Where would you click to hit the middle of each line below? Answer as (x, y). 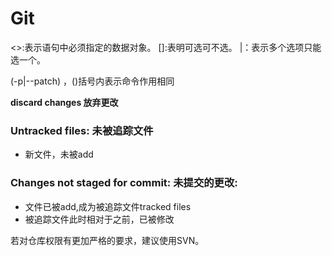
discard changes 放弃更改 (64, 102)
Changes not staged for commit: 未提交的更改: (124, 183)
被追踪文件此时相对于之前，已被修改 (99, 219)
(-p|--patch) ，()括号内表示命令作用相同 (92, 81)
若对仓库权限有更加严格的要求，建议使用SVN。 (107, 240)
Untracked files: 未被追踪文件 (82, 130)
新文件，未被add (59, 154)
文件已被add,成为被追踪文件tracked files (108, 206)
